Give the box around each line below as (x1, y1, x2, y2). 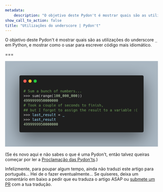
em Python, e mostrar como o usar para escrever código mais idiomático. (5, 42, 152, 48)
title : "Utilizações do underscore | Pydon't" (5, 23, 101, 28)
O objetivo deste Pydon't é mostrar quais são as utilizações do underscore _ (5, 37, 158, 43)
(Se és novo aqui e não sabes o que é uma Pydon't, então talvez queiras (5, 151, 149, 157)
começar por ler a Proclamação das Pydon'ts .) (5, 156, 98, 162)
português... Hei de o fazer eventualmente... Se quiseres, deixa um (5, 171, 139, 177)
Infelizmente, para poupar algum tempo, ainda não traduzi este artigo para (5, 166, 154, 172)
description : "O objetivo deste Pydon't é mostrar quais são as (14, 13, 147, 18)
